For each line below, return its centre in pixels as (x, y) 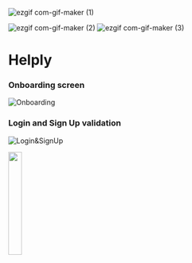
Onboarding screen (47, 86)
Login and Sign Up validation (65, 123)
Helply (30, 60)
